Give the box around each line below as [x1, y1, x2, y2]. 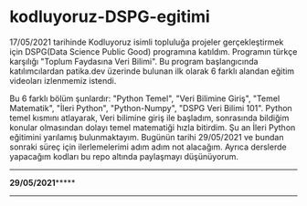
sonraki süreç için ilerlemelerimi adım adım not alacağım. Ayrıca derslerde [9, 141, 287, 152]
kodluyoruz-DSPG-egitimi [9, 6, 210, 27]
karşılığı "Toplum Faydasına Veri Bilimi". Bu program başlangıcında [9, 56, 259, 67]
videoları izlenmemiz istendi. [9, 75, 117, 86]
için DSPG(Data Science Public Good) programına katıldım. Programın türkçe [9, 46, 298, 57]
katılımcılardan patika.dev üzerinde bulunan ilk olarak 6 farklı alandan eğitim [9, 66, 295, 77]
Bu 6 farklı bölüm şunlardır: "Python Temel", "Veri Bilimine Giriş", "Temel [9, 93, 281, 104]
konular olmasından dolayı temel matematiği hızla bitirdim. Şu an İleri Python [9, 121, 296, 133]
